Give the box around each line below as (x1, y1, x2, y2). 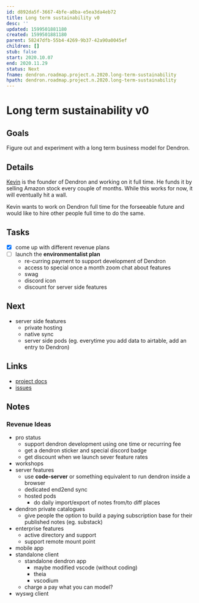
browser (24, 479, 46, 487)
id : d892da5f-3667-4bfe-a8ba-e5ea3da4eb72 (6, 9, 116, 15)
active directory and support (24, 531, 97, 539)
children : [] (6, 43, 40, 50)
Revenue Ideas (6, 420, 51, 429)
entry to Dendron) (24, 343, 70, 351)
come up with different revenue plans (15, 243, 110, 251)
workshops (15, 460, 44, 467)
